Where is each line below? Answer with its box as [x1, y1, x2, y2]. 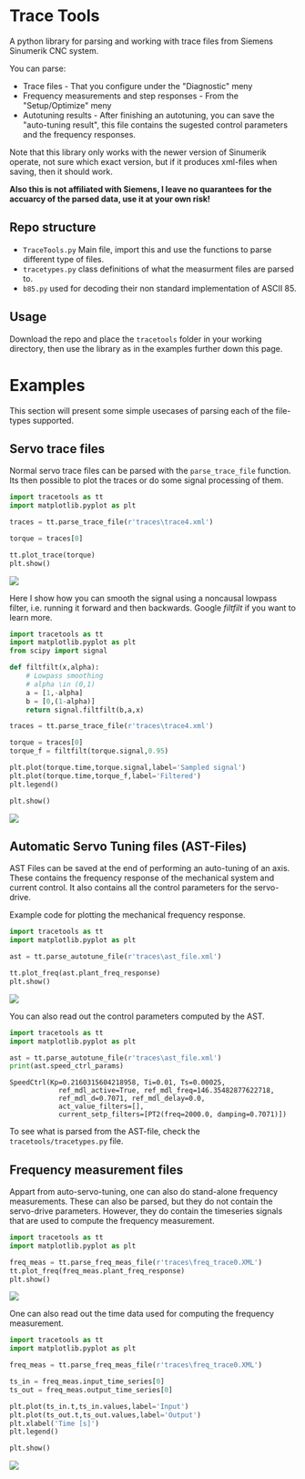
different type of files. [22, 253, 105, 264]
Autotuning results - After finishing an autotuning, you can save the [22, 109, 275, 120]
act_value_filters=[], [57, 1102, 145, 1112]
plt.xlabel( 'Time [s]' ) [9, 1419, 100, 1428]
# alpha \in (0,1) [25, 680, 96, 689]
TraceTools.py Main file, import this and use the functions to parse [22, 243, 272, 255]
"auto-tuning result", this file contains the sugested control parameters [22, 119, 289, 130]
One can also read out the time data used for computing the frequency [9, 1309, 275, 1320]
